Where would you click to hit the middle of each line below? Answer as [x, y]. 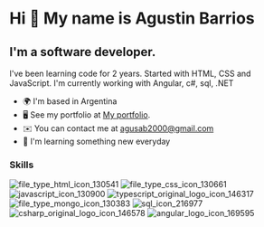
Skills [22, 165]
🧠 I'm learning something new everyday [96, 141]
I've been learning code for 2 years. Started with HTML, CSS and [130, 73]
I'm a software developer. [83, 52]
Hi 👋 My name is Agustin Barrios [132, 19]
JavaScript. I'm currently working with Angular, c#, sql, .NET [122, 83]
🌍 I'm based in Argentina [70, 101]
